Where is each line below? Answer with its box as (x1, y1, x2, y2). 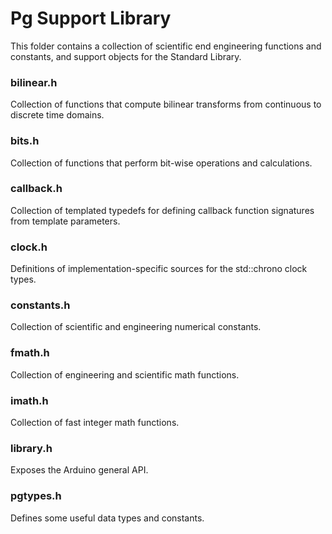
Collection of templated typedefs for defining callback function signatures (10, 204, 315, 216)
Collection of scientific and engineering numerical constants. (10, 321, 262, 333)
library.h (10, 441, 53, 455)
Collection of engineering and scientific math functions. (10, 368, 240, 381)
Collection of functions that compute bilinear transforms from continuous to (10, 98, 322, 111)
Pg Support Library (10, 7, 172, 30)
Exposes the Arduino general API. (10, 464, 149, 476)
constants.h (10, 298, 71, 312)
